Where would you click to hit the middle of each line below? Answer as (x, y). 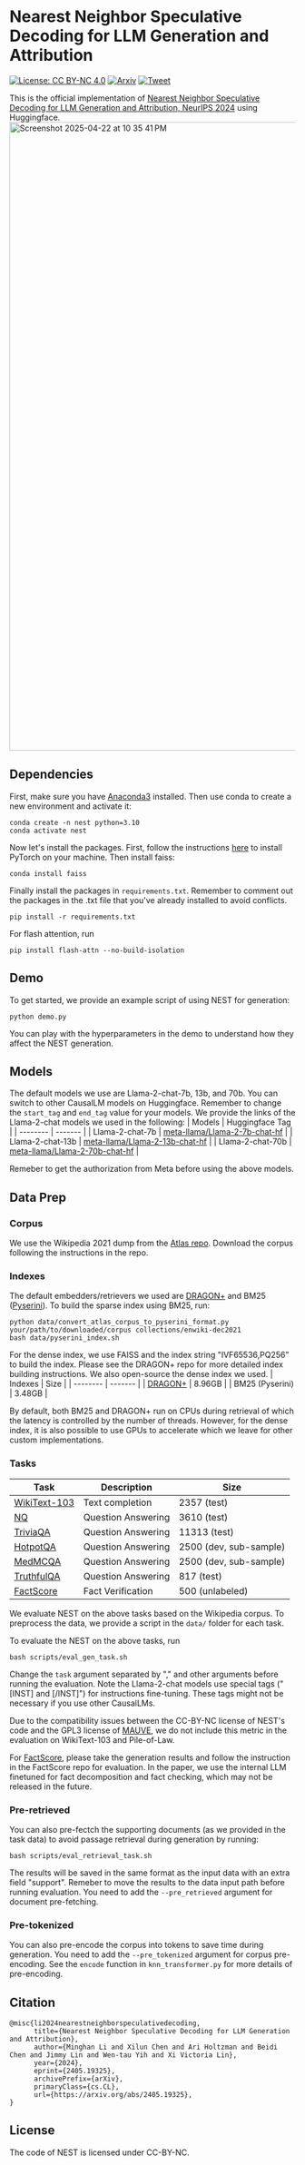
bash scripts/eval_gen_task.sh (69, 1657)
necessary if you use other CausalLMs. (83, 1703)
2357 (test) (203, 1502)
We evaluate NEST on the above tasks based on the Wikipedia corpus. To (147, 1613)
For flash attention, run (52, 933)
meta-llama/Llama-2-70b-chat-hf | (74, 1151)
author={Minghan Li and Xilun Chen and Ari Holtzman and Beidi (156, 2047)
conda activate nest (49, 831)
